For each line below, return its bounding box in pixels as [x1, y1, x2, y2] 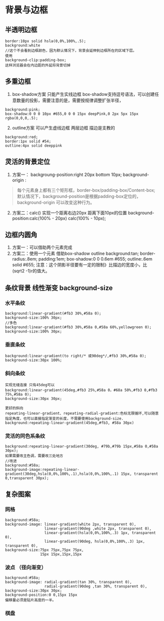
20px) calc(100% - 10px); [55, 215, 106, 221]
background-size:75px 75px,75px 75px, [5, 547, 84, 553]
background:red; [5, 134, 38, 139]
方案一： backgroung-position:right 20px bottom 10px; [12, 172, 122, 177]
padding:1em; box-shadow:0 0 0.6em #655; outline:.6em [38, 256, 153, 262]
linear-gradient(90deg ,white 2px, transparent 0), [44, 526, 152, 531]
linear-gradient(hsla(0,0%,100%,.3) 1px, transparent [44, 530, 156, 535]
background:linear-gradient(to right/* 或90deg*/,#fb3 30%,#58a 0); [5, 354, 146, 358]
